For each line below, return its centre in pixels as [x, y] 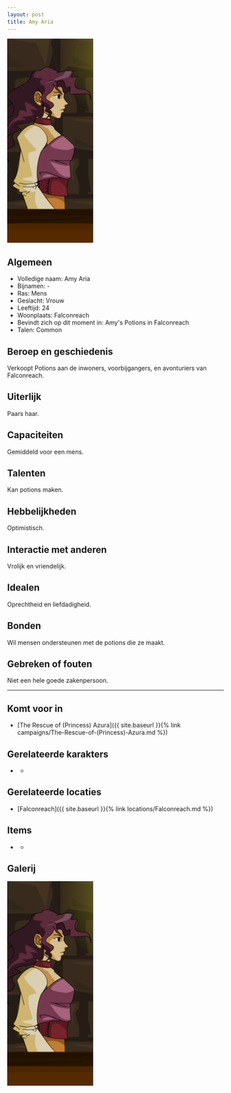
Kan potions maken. [35, 490]
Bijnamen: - [33, 286]
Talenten [26, 473]
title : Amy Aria [30, 22]
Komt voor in [35, 708]
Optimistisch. [26, 528]
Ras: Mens [32, 294]
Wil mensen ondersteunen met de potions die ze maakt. [86, 642]
